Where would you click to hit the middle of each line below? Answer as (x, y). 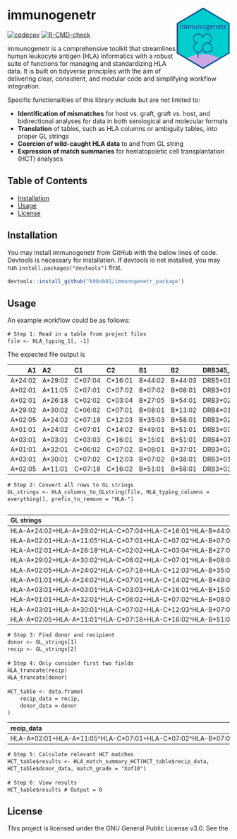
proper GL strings (43, 136)
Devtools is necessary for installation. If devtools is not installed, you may (114, 260)
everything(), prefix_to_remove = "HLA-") (71, 499)
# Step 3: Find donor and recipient (61, 635)
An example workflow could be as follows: (69, 320)
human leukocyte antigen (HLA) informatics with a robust (90, 56)
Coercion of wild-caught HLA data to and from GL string (101, 143)
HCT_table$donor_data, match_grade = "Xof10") (77, 768)
